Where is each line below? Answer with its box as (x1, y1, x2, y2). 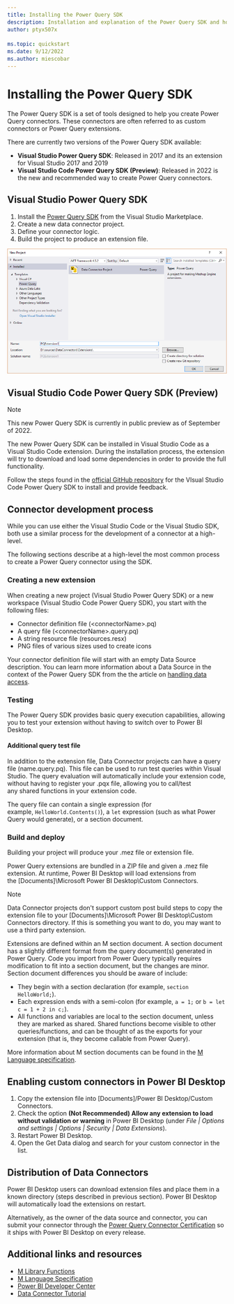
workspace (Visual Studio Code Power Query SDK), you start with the (7, 598, 207, 607)
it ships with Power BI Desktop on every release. (7, 1229, 146, 1236)
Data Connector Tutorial (17, 1289, 86, 1298)
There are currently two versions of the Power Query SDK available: (7, 138, 202, 146)
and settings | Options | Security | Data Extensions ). (17, 1124, 167, 1132)
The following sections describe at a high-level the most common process (7, 550, 220, 558)
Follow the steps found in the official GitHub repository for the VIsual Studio (7, 475, 224, 484)
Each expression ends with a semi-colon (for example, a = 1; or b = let (17, 998, 225, 1006)
